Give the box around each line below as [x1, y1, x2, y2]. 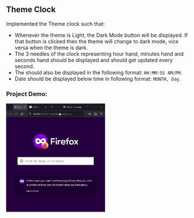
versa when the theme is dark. [14, 44, 88, 51]
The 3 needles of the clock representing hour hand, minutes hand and [14, 50, 184, 57]
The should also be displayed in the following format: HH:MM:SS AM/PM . [14, 69, 183, 76]
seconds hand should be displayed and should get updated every [14, 56, 173, 63]
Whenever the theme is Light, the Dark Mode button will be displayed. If [14, 32, 188, 39]
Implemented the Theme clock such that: [6, 20, 105, 27]
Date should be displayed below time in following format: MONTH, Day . [14, 75, 181, 82]
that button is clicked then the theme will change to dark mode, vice [14, 38, 179, 45]
